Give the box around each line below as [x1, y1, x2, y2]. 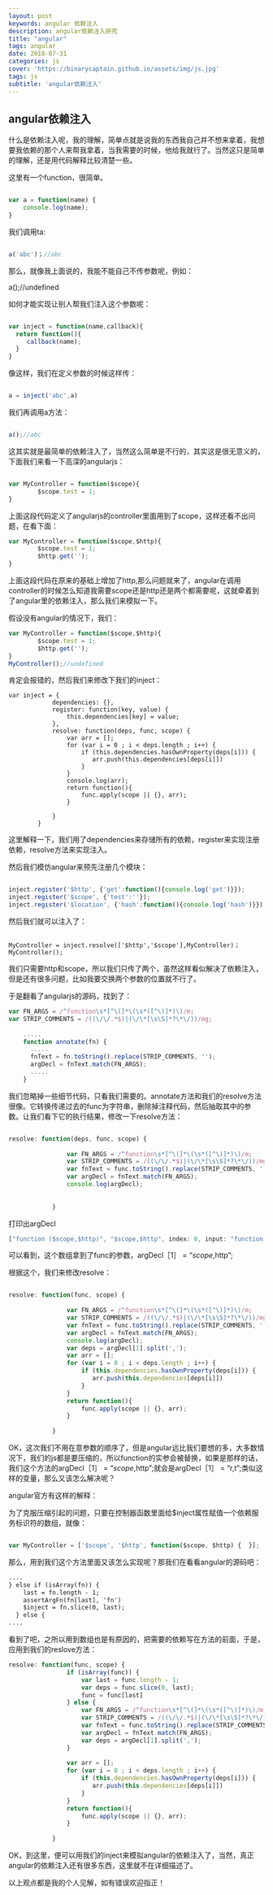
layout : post [8, 11, 53, 20]
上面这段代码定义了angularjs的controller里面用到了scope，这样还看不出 [8, 511, 249, 520]
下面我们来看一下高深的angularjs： [8, 456, 125, 466]
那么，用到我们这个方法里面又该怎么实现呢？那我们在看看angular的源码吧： [8, 1557, 262, 1567]
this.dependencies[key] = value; [66, 713, 180, 721]
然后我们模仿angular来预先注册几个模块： [8, 863, 148, 872]
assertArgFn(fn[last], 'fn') [23, 1596, 122, 1604]
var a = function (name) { [8, 196, 96, 204]
